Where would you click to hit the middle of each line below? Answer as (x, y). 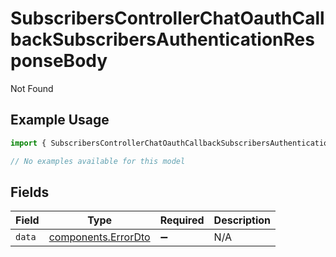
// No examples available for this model (98, 161)
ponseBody (59, 61)
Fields (30, 192)
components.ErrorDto (99, 237)
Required (182, 220)
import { (28, 143)
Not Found (32, 88)
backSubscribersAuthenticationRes (162, 39)
